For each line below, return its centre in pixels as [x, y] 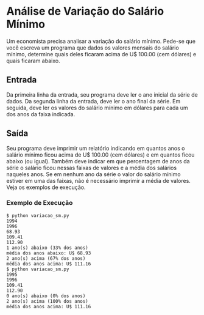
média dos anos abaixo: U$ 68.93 [49, 253]
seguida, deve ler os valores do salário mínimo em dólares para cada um [97, 108]
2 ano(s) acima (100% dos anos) [47, 301]
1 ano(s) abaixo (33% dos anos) [47, 248]
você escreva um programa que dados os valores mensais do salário [93, 48]
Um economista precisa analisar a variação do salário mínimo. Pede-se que [101, 41]
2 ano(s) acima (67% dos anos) [46, 258]
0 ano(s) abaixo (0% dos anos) [46, 296]
